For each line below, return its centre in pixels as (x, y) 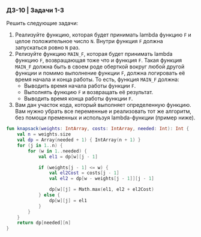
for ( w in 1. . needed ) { (57, 151)
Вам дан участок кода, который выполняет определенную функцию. (103, 105)
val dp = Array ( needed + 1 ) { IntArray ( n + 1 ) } (79, 140)
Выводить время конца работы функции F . (78, 98)
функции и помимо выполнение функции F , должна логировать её (100, 73)
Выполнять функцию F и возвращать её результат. (88, 92)
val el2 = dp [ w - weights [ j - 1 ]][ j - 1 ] (101, 179)
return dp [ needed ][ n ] (44, 223)
